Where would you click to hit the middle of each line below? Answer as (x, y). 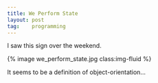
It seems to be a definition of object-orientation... (77, 72)
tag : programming (37, 26)
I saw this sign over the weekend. (54, 46)
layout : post (26, 20)
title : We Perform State (43, 13)
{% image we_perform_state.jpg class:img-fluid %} (79, 59)
